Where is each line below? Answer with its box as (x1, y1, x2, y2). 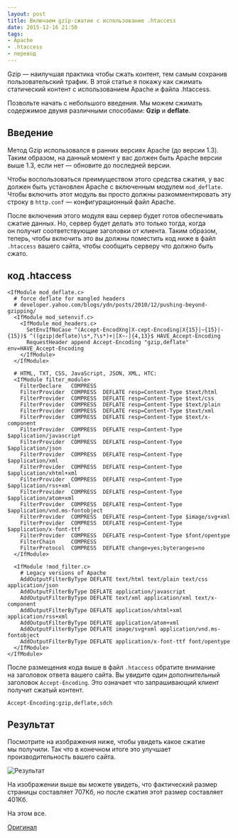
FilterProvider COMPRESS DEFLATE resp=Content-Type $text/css (20, 395, 215, 402)
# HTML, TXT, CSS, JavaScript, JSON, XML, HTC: (13, 370, 158, 377)
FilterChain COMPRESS (20, 538, 97, 545)
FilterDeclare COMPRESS (20, 382, 97, 389)
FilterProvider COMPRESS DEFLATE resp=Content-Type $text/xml (20, 407, 215, 414)
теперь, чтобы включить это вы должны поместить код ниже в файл (7, 234, 216, 242)
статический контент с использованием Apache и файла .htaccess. (7, 85, 212, 93)
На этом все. (7, 809, 47, 818)
